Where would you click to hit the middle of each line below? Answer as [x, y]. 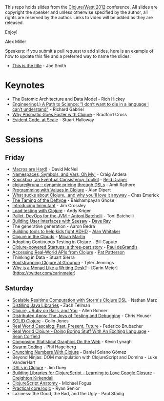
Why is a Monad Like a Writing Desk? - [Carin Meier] [65, 268]
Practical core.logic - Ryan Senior [46, 388]
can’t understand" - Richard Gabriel [48, 109]
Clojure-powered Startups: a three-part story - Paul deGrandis [75, 247]
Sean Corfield [26, 336]
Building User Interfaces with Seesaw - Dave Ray [61, 221]
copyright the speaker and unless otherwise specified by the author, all [76, 12]
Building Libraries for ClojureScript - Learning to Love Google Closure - [83, 373]
